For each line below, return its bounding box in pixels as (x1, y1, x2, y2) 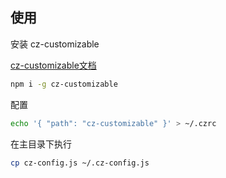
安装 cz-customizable (10, 38, 100, 50)
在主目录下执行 (10, 138, 72, 150)
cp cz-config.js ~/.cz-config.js (10, 158, 150, 168)
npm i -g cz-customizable (10, 79, 118, 89)
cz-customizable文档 (10, 59, 97, 71)
